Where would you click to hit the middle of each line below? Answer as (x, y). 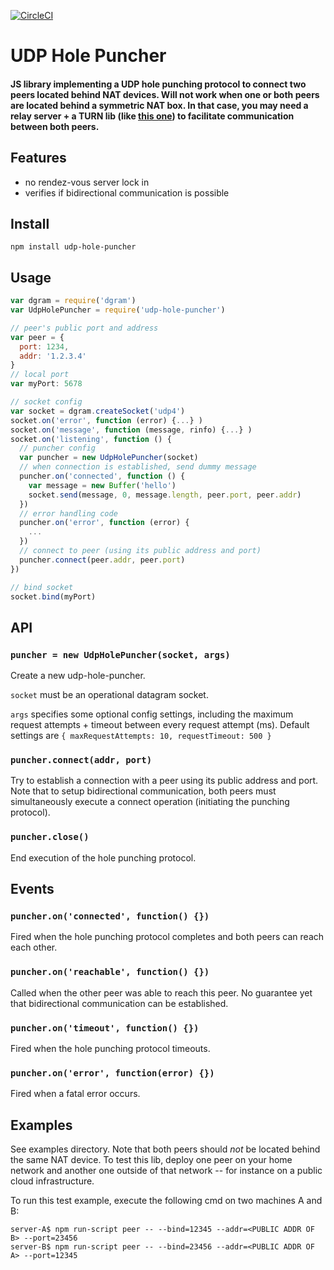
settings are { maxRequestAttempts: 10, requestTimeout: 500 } (141, 736)
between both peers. (55, 126)
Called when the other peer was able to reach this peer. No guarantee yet (161, 992)
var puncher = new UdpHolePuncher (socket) (109, 458)
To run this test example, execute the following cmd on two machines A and (166, 1201)
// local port (40, 375)
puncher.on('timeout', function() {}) (105, 1028)
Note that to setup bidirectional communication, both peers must (143, 791)
